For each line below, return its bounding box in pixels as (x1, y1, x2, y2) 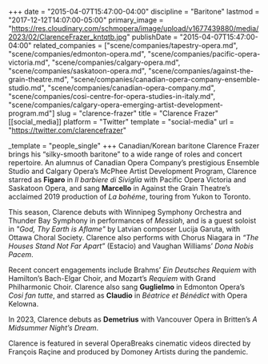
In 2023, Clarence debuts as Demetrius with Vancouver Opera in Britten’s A (8, 315, 258, 324)
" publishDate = (126, 32, 178, 42)
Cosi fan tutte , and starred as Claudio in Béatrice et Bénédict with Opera (8, 291, 248, 300)
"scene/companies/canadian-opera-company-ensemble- (70, 75, 261, 84)
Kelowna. (8, 299, 39, 308)
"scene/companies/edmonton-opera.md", (8, 49, 146, 58)
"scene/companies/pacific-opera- (147, 49, 261, 58)
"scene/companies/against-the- (147, 66, 254, 75)
